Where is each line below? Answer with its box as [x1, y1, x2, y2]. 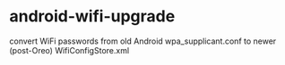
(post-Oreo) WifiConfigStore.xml [9, 45, 130, 55]
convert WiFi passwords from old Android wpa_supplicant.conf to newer [9, 36, 277, 46]
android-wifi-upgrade [9, 6, 176, 27]
